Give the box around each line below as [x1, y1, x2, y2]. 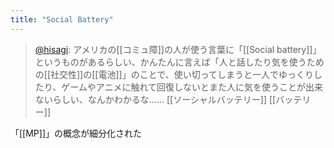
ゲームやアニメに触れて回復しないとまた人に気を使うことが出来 [61, 81, 324, 93]
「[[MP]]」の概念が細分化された [10, 127, 143, 139]
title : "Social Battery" [10, 14, 114, 25]
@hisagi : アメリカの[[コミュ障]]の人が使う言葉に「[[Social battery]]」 [34, 43, 322, 55]
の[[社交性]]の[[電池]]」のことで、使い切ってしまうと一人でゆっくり [34, 68, 314, 80]
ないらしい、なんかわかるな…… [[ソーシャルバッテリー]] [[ [34, 93, 277, 105]
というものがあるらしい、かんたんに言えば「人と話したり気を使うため [34, 56, 325, 68]
